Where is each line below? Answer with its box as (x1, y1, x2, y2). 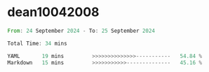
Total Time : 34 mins (7, 40, 68, 47)
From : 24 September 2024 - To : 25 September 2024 (7, 27, 156, 34)
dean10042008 (7, 4, 100, 20)
